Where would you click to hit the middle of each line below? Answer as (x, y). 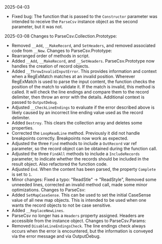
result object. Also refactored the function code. (59, 164)
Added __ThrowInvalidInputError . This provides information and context (84, 71)
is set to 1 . (22, 174)
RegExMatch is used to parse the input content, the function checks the (83, 81)
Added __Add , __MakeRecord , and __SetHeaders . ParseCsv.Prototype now (83, 61)
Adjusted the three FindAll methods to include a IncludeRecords (76, 154)
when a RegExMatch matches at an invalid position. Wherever (73, 76)
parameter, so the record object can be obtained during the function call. (84, 148)
